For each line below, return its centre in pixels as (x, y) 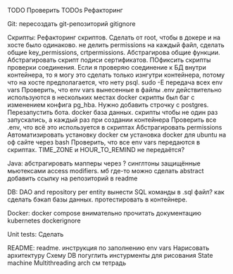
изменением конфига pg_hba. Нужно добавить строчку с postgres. (108, 105)
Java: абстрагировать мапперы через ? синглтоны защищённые (104, 163)
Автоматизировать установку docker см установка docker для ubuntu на (117, 135)
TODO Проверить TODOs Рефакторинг (65, 10)
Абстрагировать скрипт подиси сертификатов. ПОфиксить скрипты (109, 60)
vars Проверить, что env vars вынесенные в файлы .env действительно (114, 90)
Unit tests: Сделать (36, 234)
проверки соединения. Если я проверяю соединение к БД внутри (107, 67)
